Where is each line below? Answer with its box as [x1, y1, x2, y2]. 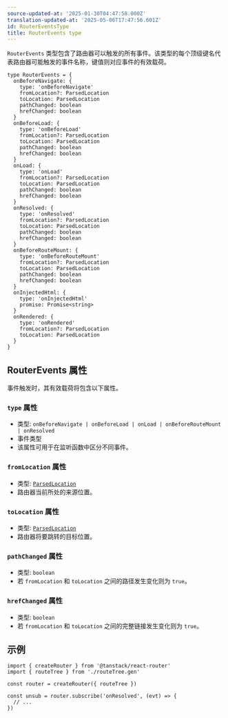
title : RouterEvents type [7, 29, 81, 37]
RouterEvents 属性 [7, 364, 87, 376]
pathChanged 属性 [7, 551, 63, 560]
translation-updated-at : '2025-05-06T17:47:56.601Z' [7, 17, 162, 23]
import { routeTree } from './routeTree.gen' [7, 668, 140, 676]
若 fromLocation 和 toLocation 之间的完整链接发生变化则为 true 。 [17, 621, 203, 630]
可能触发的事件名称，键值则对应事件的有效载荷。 [30, 58, 170, 66]
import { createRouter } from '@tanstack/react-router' [7, 663, 171, 670]
